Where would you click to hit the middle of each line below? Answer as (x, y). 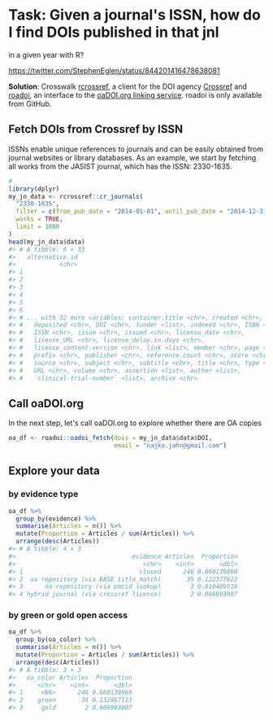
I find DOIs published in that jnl (114, 32)
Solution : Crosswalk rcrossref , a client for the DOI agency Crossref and (128, 86)
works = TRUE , (39, 219)
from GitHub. (30, 103)
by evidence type (43, 494)
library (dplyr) (34, 189)
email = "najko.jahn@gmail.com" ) (170, 446)
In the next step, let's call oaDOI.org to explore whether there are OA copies (135, 423)
